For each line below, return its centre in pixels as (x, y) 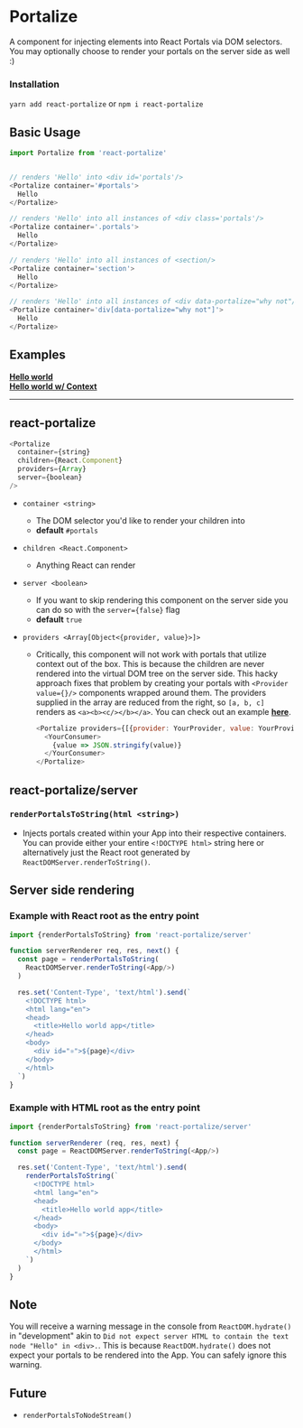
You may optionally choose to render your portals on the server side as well (150, 51)
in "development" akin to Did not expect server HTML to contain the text (149, 1336)
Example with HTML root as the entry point (105, 1108)
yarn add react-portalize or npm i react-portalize (106, 104)
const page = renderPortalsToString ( (88, 960)
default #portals (67, 530)
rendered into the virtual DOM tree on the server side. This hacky (156, 673)
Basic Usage (45, 132)
